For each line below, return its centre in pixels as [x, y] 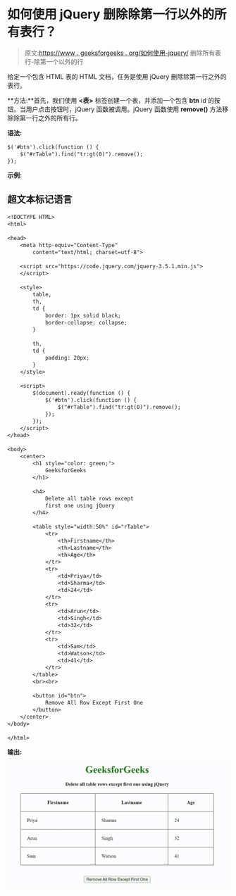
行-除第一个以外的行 [54, 61]
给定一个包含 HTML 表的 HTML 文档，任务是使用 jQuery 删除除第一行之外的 [117, 76]
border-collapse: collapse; [86, 322]
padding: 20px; [67, 358]
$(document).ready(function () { [82, 393]
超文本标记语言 [40, 200]
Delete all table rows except [89, 498]
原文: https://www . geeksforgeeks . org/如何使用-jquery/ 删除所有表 [123, 53]
